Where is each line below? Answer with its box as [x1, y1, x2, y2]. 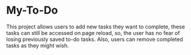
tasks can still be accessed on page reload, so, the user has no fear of [6, 29, 180, 36]
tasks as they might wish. [6, 42, 69, 49]
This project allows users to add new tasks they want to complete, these [6, 23, 185, 30]
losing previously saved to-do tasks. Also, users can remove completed [6, 35, 183, 43]
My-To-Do [6, 4, 58, 17]
